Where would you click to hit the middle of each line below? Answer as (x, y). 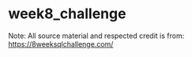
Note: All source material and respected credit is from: (96, 36)
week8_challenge (67, 14)
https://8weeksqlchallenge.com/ (61, 44)
